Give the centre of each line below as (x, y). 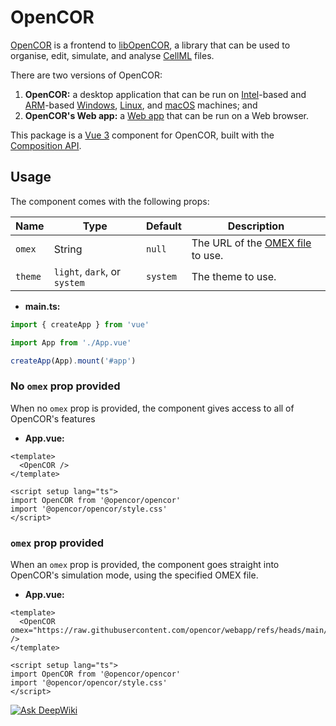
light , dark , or (87, 271)
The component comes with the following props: (110, 201)
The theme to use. (234, 276)
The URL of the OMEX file (251, 243)
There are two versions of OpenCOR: (86, 75)
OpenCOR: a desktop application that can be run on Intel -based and (165, 94)
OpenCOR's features (53, 418)
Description (256, 226)
